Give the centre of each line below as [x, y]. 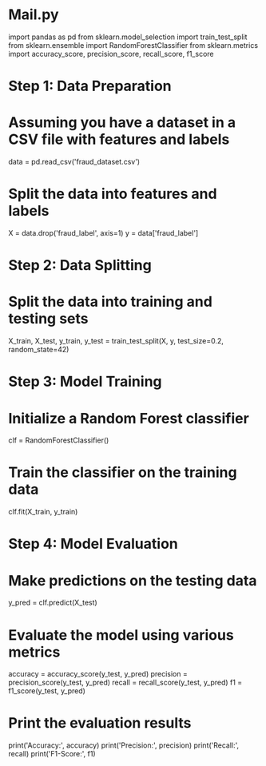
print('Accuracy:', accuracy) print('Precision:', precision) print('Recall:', [124, 745]
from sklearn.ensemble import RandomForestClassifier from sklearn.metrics [133, 45]
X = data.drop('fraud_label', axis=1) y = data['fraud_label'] [103, 233]
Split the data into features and [113, 194]
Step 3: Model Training [85, 382]
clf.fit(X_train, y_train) [43, 512]
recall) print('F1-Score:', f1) [52, 754]
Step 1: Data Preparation [90, 86]
